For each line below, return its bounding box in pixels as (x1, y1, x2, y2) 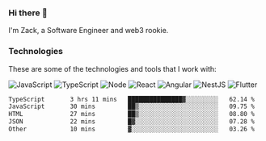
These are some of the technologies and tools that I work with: (8, 64, 217, 73)
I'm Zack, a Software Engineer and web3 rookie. (8, 26, 169, 35)
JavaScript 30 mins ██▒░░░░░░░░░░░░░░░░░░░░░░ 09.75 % (8, 102, 255, 111)
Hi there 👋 (8, 7, 49, 19)
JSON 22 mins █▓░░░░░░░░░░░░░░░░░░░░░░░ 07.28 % (8, 118, 255, 126)
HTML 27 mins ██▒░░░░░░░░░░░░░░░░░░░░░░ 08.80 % (8, 110, 255, 118)
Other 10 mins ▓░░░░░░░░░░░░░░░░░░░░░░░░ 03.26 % (8, 125, 255, 134)
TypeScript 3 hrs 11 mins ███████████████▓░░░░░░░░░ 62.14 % (8, 95, 255, 103)
